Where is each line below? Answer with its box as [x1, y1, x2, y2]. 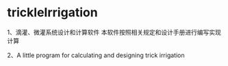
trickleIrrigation [7, 5, 98, 20]
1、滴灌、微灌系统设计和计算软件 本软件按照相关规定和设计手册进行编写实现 [7, 28, 221, 36]
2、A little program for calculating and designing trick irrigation [7, 51, 185, 59]
